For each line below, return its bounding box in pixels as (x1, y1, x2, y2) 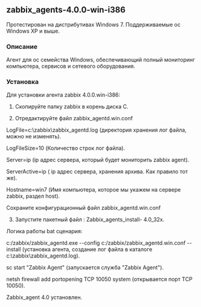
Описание (6, 42, 38, 51)
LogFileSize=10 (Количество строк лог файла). (6, 144, 126, 152)
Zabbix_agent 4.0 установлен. (6, 294, 83, 301)
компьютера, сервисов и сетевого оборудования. (6, 63, 136, 70)
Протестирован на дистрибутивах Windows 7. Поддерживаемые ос (6, 21, 181, 28)
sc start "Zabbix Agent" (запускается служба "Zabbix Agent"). (6, 264, 164, 271)
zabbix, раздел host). (6, 193, 60, 200)
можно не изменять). (6, 133, 62, 140)
